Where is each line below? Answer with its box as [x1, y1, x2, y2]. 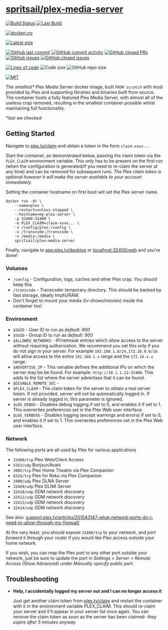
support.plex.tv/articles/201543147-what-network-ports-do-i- [25, 514, 153, 520]
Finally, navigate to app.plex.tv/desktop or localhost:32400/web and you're [5, 247, 160, 253]
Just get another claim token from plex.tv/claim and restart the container [12, 598, 162, 604]
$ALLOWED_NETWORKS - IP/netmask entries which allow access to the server [12, 337, 163, 343]
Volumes [5, 265, 28, 272]
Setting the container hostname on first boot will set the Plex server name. [5, 189, 158, 195]
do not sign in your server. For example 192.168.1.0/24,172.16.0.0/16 [12, 348, 158, 354]
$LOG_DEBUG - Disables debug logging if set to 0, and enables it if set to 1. [12, 402, 162, 408]
